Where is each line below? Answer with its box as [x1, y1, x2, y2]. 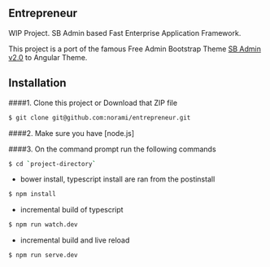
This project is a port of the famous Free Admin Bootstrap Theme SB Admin [8, 44, 262, 54]
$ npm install [8, 190, 57, 199]
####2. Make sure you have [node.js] [8, 128, 135, 138]
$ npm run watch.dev [8, 221, 79, 229]
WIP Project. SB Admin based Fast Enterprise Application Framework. [8, 28, 242, 37]
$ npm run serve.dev [8, 252, 79, 260]
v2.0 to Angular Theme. [8, 52, 88, 62]
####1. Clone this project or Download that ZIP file [8, 98, 177, 107]
